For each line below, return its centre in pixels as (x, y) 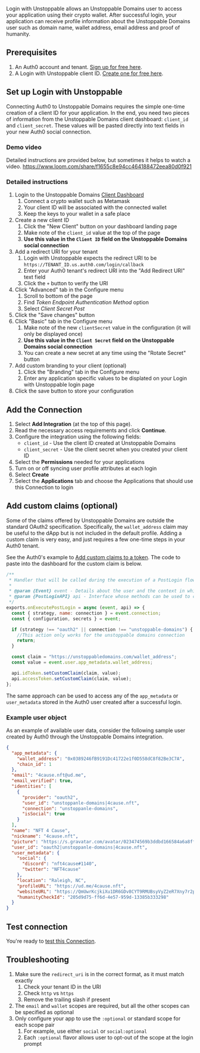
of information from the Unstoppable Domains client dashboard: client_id (97, 119)
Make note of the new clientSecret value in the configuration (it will (107, 328)
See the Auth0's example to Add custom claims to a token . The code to (93, 557)
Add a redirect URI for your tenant (56, 252)
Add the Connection (44, 409)
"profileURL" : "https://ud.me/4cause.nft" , (72, 886)
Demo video (24, 147)
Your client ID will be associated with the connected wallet (95, 207)
